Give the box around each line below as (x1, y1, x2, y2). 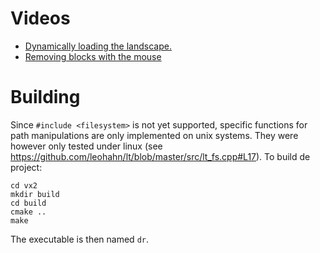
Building (10, 86, 81, 109)
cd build (10, 198, 47, 208)
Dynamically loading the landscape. (24, 40, 172, 52)
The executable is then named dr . (10, 233, 149, 245)
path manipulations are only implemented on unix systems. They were (10, 129, 299, 141)
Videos (10, 7, 71, 30)
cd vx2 (10, 180, 38, 191)
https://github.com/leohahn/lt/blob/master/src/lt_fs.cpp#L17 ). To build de (10, 150, 311, 162)
